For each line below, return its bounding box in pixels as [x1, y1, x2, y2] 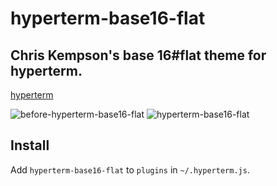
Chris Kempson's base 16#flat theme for [10, 47, 267, 64]
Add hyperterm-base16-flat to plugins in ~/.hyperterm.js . [10, 163, 250, 176]
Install [10, 137, 50, 154]
